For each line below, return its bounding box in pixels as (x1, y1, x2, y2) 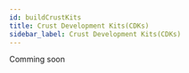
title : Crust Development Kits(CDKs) (9, 21, 150, 30)
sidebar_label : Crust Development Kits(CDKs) (9, 29, 181, 38)
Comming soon (9, 54, 65, 65)
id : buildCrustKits (9, 12, 82, 22)
